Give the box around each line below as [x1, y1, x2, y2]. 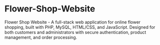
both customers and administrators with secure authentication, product [4, 29, 146, 35]
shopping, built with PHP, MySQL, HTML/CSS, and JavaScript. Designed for [4, 24, 156, 30]
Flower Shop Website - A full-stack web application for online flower [4, 19, 141, 25]
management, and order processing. [4, 34, 77, 40]
